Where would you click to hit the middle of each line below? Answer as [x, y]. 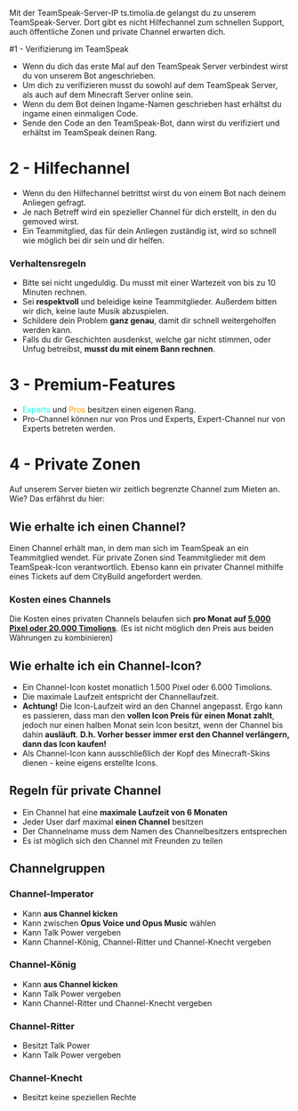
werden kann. [47, 330]
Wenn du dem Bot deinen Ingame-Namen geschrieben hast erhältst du [152, 104]
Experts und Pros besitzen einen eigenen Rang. [109, 410]
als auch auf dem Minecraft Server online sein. [108, 94]
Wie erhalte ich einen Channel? [98, 527]
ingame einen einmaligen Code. [80, 114]
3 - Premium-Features [93, 385]
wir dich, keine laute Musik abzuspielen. [95, 312]
